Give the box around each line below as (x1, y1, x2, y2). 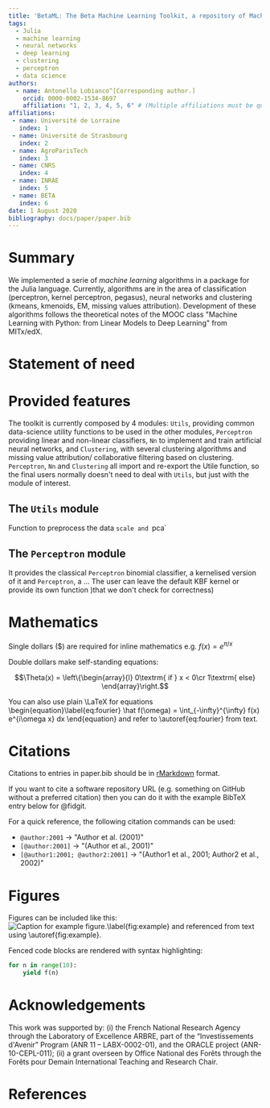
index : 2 (18, 139, 48, 147)
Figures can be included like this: (8, 913, 118, 923)
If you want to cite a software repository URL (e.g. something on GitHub (8, 784, 246, 794)
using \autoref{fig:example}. (8, 930, 102, 940)
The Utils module (8, 501, 99, 516)
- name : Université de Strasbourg (11, 131, 128, 139)
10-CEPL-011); (8, 1048, 55, 1058)
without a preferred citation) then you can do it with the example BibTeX (8, 793, 247, 803)
